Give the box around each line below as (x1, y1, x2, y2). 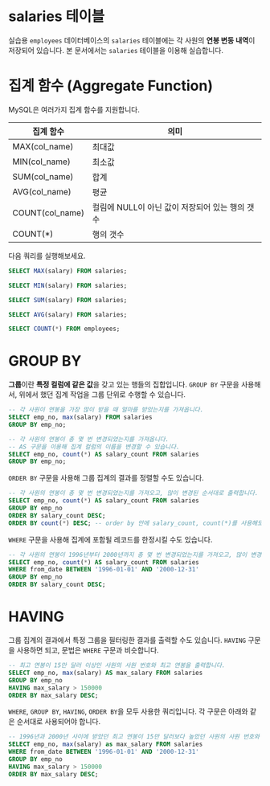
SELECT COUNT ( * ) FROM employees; (8, 325, 121, 334)
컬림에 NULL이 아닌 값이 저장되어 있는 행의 (92, 202, 245, 213)
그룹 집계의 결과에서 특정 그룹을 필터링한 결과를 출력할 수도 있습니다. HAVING (8, 636, 247, 645)
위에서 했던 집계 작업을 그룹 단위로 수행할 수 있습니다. (18, 390, 186, 399)
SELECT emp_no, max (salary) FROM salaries (8, 413, 153, 422)
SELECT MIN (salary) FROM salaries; (8, 281, 128, 289)
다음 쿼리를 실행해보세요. (8, 251, 86, 260)
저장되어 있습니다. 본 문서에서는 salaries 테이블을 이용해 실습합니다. (8, 45, 223, 55)
